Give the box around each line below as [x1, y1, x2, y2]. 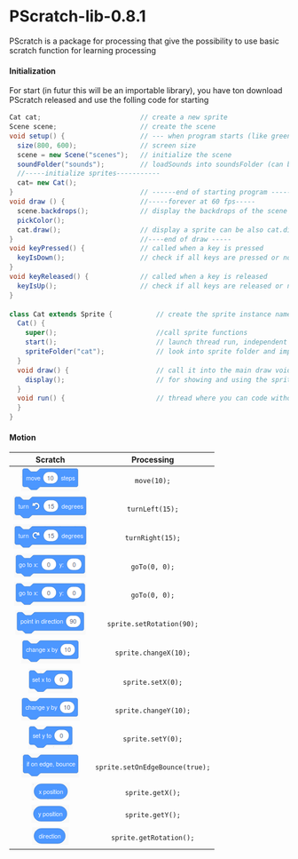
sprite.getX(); [124, 788, 181, 797]
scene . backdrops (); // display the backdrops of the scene [17, 206, 288, 215]
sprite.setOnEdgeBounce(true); [95, 762, 211, 772]
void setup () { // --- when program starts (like [9, 131, 268, 140]
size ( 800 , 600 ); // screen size [17, 140, 197, 150]
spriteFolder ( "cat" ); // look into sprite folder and [25, 347, 276, 356]
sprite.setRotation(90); [106, 620, 200, 629]
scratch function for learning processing [9, 44, 157, 55]
